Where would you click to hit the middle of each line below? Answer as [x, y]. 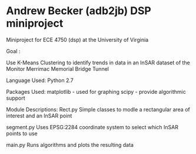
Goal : [13, 51]
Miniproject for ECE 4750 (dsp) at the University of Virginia [77, 40]
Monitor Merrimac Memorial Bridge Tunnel [57, 68]
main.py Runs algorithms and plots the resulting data [70, 145]
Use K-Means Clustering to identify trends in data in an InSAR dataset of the [98, 63]
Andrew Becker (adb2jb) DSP [79, 11]
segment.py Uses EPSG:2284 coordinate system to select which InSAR [92, 127]
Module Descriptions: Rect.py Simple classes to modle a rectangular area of [98, 109]
